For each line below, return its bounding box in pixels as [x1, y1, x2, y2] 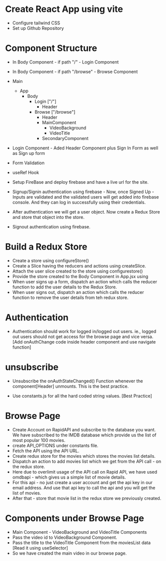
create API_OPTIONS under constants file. [12, 442, 98, 448]
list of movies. [12, 490, 41, 496]
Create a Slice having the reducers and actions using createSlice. [12, 263, 147, 269]
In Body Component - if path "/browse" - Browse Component [12, 69, 138, 74]
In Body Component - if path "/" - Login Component [12, 59, 119, 65]
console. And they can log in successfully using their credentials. [12, 199, 146, 205]
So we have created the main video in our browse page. [12, 550, 127, 556]
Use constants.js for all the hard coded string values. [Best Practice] [12, 393, 153, 399]
